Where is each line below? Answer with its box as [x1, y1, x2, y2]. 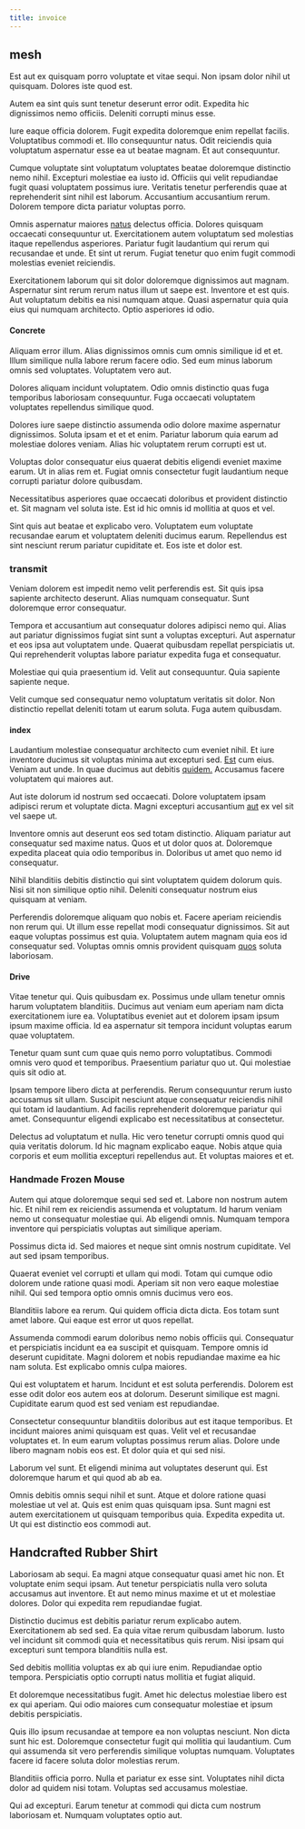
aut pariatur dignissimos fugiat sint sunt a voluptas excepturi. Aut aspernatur [9, 629, 296, 640]
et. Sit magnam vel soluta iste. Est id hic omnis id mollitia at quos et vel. [9, 502, 275, 514]
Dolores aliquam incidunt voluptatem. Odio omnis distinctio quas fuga [9, 382, 270, 393]
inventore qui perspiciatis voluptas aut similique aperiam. [9, 1222, 222, 1233]
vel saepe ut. [9, 810, 58, 821]
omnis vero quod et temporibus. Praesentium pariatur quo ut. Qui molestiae [9, 1057, 291, 1069]
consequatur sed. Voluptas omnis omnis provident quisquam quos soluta [9, 940, 282, 951]
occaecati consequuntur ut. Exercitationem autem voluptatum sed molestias [9, 228, 294, 239]
